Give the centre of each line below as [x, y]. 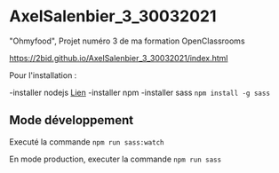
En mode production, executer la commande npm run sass [116, 159]
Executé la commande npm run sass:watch [87, 142]
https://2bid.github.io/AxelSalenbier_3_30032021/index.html [119, 58]
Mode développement [72, 120]
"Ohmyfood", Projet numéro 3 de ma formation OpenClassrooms [128, 41]
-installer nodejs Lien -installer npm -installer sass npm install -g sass [140, 92]
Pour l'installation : [43, 75]
